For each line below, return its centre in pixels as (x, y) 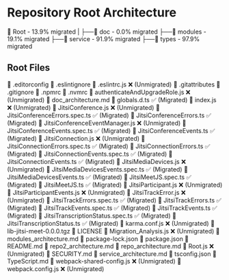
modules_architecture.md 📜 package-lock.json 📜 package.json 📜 (98, 239)
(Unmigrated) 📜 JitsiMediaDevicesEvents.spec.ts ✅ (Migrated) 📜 (97, 169)
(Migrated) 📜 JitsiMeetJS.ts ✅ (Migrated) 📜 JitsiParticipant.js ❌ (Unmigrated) (115, 185)
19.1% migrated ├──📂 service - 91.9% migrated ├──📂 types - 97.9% (104, 38)
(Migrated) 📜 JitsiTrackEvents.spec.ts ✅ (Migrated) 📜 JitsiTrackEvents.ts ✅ (112, 208)
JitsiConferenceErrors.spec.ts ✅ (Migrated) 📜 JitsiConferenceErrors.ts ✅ (109, 115)
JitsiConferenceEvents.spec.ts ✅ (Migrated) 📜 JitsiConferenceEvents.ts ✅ (111, 130)
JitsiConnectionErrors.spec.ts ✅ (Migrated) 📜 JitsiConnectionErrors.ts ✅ (109, 146)
